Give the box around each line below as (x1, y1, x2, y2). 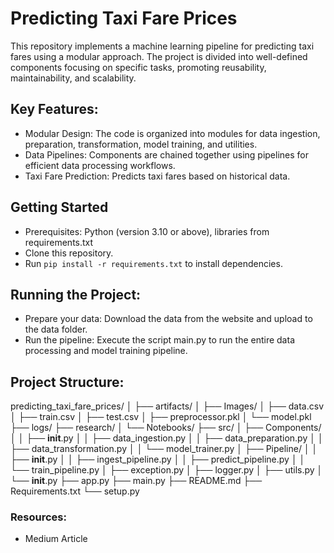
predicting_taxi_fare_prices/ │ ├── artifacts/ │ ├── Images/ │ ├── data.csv (10, 400, 324, 412)
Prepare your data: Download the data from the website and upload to (24, 313, 313, 325)
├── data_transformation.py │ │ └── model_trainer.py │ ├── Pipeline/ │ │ (10, 443, 318, 455)
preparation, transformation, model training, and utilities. (24, 138, 258, 150)
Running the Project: (10, 286, 142, 303)
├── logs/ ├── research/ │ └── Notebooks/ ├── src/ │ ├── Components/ (10, 422, 322, 434)
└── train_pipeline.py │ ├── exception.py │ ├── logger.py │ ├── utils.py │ (10, 464, 323, 476)
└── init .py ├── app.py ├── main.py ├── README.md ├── (10, 475, 263, 487)
